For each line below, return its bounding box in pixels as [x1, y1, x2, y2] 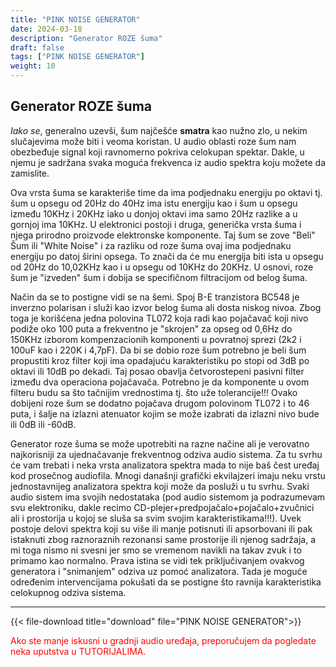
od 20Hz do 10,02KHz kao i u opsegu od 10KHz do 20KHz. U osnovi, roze [10, 261, 314, 273]
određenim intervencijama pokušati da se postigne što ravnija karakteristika [10, 576, 322, 588]
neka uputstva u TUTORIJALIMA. [10, 645, 147, 657]
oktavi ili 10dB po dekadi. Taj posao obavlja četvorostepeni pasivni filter [10, 365, 305, 377]
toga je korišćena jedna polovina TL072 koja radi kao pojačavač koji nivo [10, 312, 309, 324]
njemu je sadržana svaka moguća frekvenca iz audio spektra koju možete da [10, 156, 327, 168]
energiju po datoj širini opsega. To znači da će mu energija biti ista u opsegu [10, 250, 324, 262]
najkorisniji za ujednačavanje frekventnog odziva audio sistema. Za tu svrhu [10, 448, 323, 460]
